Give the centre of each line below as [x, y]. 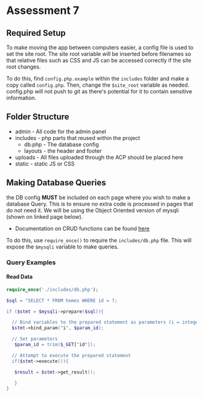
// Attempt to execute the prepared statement [71, 355]
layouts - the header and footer [63, 151]
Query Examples [31, 262]
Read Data [20, 277]
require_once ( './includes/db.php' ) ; [52, 289]
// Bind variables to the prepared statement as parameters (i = [96, 322]
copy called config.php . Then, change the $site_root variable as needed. [98, 85]
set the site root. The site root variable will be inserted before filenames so [99, 54]
